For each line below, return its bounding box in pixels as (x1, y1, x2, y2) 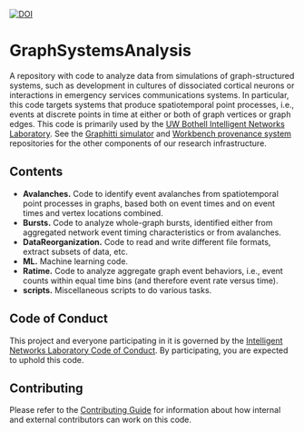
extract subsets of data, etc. (22, 246, 129, 257)
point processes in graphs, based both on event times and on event (22, 198, 275, 209)
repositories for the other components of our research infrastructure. (9, 137, 268, 149)
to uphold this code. (9, 354, 84, 365)
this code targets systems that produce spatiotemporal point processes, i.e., (9, 99, 295, 110)
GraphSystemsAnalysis (9, 41, 192, 61)
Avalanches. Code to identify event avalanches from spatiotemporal (22, 188, 279, 199)
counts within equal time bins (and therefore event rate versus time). (22, 275, 279, 286)
